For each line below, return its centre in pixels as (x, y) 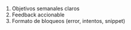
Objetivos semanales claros (46, 9)
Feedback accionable (38, 15)
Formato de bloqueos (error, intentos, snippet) (68, 21)
